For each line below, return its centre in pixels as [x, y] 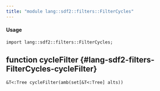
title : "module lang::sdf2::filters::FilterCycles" [70, 11]
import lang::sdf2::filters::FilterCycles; [60, 42]
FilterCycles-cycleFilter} [51, 69]
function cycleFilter [42, 60]
